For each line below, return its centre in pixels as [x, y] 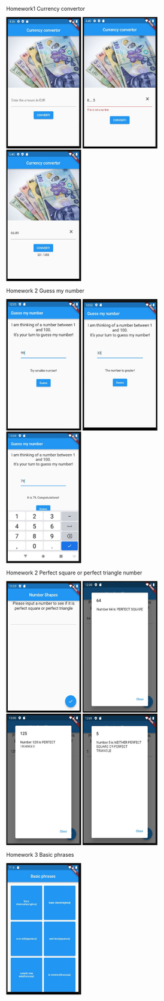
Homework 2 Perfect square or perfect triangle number [74, 573]
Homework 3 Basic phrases [40, 855]
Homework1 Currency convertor [46, 9]
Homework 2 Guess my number [45, 291]
